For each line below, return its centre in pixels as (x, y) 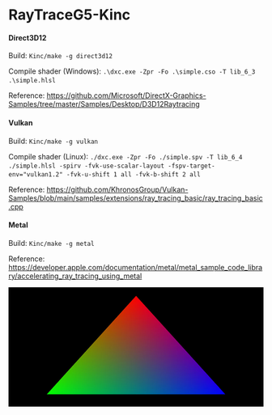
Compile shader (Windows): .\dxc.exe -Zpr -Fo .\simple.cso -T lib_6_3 (132, 71)
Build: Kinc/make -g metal (51, 243)
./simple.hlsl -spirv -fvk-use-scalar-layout (86, 166)
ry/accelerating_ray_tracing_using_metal (75, 276)
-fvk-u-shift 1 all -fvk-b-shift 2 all (133, 174)
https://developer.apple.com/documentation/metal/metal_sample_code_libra (136, 267)
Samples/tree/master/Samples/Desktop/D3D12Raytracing (104, 104)
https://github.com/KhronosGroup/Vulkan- (117, 189)
